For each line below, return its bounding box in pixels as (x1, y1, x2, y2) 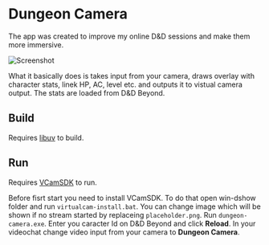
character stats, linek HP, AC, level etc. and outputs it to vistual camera (8, 80, 243, 89)
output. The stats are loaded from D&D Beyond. (8, 88, 165, 97)
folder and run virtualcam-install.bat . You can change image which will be (8, 202, 261, 211)
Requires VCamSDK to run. (8, 178, 98, 187)
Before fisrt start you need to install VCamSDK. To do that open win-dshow (8, 193, 257, 202)
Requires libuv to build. (8, 133, 84, 142)
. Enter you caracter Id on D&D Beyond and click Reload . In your (43, 218, 256, 228)
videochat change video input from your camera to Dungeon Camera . (8, 227, 240, 237)
